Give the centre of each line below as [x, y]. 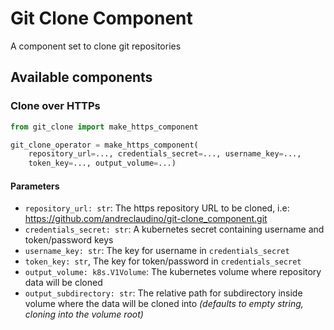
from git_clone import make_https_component [104, 127]
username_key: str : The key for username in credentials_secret [157, 251]
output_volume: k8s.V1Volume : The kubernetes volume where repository [173, 272]
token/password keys [69, 240]
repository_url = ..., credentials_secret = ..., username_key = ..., [165, 154]
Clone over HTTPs [55, 106]
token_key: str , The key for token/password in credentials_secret [163, 261]
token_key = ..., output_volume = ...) [102, 163]
